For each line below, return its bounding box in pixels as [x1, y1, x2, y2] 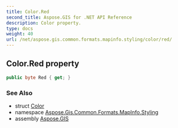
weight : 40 [6, 31, 33, 37]
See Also [6, 89, 33, 97]
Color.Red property [6, 59, 79, 69]
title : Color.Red [6, 8, 50, 15]
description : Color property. [6, 20, 82, 26]
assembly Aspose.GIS [14, 115, 69, 122]
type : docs [6, 25, 33, 32]
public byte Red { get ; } [6, 74, 70, 81]
